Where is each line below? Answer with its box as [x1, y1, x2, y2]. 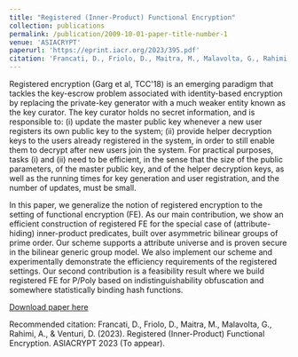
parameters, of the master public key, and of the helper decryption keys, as [9, 163, 285, 174]
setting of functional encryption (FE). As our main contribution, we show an [9, 210, 284, 219]
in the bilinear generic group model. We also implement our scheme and [9, 247, 273, 258]
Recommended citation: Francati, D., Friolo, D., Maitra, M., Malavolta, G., [9, 319, 272, 329]
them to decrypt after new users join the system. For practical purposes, [9, 145, 273, 155]
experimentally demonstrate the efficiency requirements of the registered [9, 257, 278, 266]
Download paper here [9, 302, 89, 312]
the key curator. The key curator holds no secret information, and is [9, 107, 255, 117]
